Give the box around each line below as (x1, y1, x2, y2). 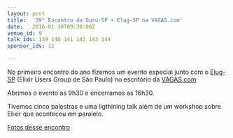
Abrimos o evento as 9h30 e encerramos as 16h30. (7, 89, 155, 97)
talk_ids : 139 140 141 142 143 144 (7, 36, 111, 43)
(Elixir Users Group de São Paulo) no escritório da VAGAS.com (16, 75, 197, 84)
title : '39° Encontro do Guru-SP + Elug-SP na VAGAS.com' (7, 17, 183, 24)
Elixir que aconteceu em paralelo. (7, 109, 104, 118)
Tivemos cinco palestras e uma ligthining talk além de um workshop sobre (7, 102, 222, 110)
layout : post (7, 10, 45, 17)
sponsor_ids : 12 (7, 43, 55, 49)
